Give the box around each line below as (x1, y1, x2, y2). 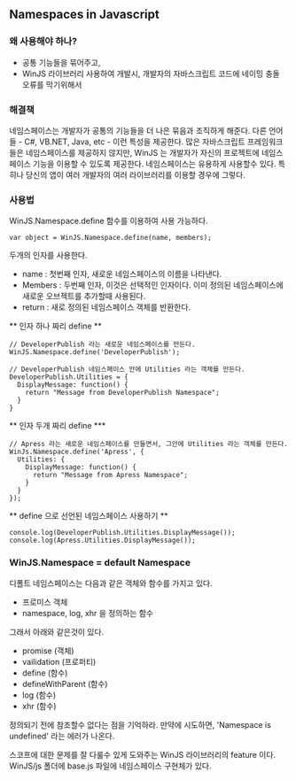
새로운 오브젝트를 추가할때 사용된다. (21, 291, 146, 302)
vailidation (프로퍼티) (21, 656, 97, 667)
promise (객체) (21, 645, 74, 656)
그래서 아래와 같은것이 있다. (9, 626, 105, 637)
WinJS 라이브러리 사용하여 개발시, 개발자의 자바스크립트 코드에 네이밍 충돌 (21, 68, 281, 79)
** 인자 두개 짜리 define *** (9, 421, 106, 431)
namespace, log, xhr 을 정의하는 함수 (21, 607, 153, 618)
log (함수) (21, 690, 57, 700)
